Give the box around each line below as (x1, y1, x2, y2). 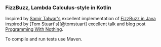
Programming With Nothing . (5, 26, 63, 32)
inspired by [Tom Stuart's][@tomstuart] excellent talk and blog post (5, 21, 146, 27)
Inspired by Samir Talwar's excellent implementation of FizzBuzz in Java (5, 16, 156, 22)
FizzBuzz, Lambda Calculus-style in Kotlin (5, 4, 111, 11)
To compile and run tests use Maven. (5, 36, 83, 42)
